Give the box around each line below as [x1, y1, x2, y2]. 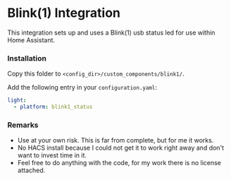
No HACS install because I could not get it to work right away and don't [17, 143, 224, 152]
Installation [7, 53, 47, 63]
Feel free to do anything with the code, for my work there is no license [17, 159, 222, 167]
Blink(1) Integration [7, 5, 121, 21]
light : [7, 97, 27, 104]
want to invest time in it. [17, 151, 87, 160]
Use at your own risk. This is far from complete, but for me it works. [17, 136, 214, 145]
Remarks [7, 120, 39, 130]
